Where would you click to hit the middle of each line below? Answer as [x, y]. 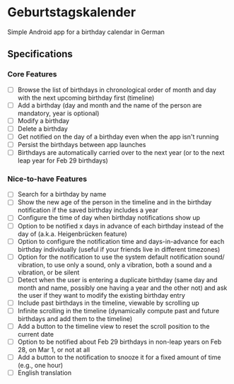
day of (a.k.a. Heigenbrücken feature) [72, 233]
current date [36, 334]
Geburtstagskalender [72, 12]
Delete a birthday [43, 129]
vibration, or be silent [48, 272]
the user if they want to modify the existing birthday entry [101, 295]
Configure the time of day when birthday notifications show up [109, 218]
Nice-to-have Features [47, 179]
